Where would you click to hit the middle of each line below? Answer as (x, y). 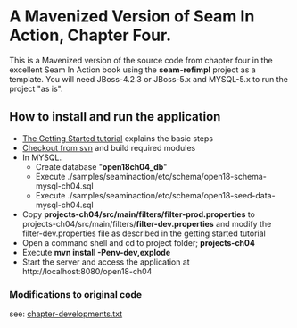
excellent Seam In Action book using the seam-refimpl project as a (132, 70)
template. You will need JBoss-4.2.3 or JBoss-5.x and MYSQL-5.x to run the (148, 79)
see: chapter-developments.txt (66, 314)
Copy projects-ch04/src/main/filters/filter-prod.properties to (139, 214)
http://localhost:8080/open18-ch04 (87, 271)
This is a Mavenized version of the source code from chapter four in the (141, 60)
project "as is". (36, 88)
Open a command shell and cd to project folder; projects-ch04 (139, 242)
